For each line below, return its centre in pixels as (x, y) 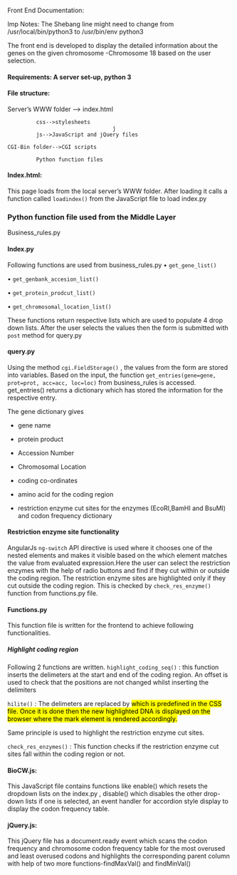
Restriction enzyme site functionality (63, 532)
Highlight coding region (43, 649)
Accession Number (46, 452)
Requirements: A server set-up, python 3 (69, 77)
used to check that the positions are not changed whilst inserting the (108, 683)
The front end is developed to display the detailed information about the (113, 45)
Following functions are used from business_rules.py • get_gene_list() (112, 265)
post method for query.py (45, 335)
